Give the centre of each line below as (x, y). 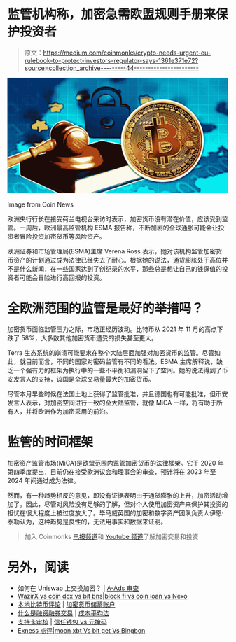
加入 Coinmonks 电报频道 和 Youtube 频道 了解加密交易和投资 (111, 537)
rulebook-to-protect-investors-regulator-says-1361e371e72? (111, 60)
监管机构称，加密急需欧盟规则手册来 (112, 14)
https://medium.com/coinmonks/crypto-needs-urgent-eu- (127, 53)
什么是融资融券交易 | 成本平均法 (63, 613)
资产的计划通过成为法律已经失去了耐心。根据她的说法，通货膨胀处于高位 (117, 260)
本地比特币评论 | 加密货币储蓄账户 (66, 605)
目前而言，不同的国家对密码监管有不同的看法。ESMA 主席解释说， (121, 362)
